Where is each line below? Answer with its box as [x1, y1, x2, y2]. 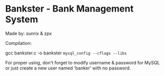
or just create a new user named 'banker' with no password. [5, 65, 131, 71]
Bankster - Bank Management [5, 3, 134, 15]
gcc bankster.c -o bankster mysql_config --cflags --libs [5, 50, 127, 56]
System [5, 14, 39, 25]
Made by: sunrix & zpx [5, 30, 52, 36]
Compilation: [5, 40, 32, 46]
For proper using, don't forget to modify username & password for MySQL [5, 59, 160, 65]
